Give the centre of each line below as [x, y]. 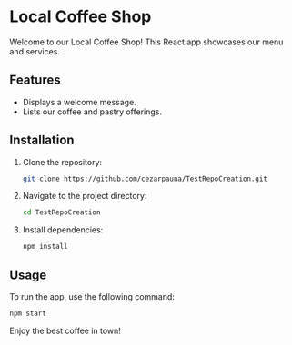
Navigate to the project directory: [85, 196]
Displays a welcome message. [79, 102]
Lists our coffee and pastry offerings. [92, 112]
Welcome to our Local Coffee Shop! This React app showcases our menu [146, 42]
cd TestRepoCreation [61, 212]
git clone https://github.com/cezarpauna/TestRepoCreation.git [145, 179]
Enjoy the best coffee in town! [65, 330]
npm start [28, 313]
